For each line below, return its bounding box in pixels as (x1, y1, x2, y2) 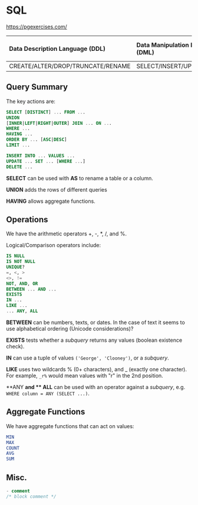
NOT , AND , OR (6, 280, 38, 287)
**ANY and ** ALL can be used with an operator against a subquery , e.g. (6, 383, 186, 390)
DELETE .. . (6, 164, 33, 170)
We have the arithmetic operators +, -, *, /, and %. (6, 230, 127, 237)
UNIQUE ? (6, 264, 25, 270)
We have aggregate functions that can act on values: (6, 422, 134, 429)
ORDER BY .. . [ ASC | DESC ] (6, 137, 67, 143)
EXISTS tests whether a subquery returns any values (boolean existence (6, 336, 183, 344)
